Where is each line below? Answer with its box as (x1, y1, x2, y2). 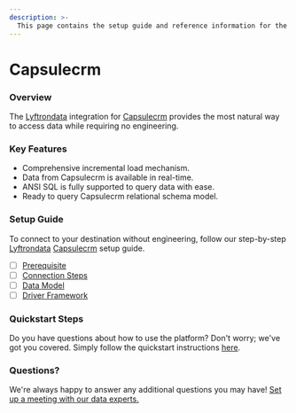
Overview (9, 90, 52, 103)
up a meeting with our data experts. (9, 394, 139, 404)
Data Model (21, 280, 65, 291)
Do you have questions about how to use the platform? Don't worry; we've (9, 333, 281, 344)
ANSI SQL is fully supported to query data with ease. (21, 182, 215, 192)
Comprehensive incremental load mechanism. (21, 163, 191, 174)
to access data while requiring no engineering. (9, 121, 179, 131)
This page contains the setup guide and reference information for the (17, 21, 288, 30)
